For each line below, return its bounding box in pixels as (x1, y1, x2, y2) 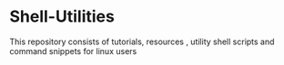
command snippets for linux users (9, 45, 137, 56)
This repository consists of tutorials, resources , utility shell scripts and (9, 36, 275, 47)
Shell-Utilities (9, 6, 116, 27)
